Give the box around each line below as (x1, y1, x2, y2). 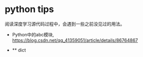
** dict (12, 47, 26, 53)
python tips (5, 4, 54, 15)
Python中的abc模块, (12, 31, 54, 37)
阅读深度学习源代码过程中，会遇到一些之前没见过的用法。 (5, 21, 125, 27)
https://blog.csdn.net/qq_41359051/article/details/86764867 (12, 37, 138, 43)
